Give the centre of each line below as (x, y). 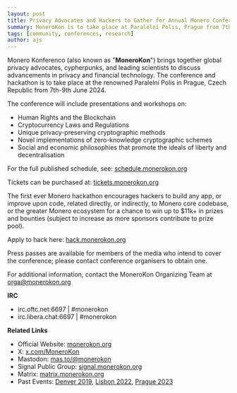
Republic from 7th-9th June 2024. (57, 90)
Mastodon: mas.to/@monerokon (64, 359)
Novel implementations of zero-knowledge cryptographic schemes (115, 140)
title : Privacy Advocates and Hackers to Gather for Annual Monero (109, 20)
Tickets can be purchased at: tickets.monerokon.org (83, 182)
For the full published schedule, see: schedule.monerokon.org (97, 169)
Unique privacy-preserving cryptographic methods (91, 133)
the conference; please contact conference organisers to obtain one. (108, 261)
